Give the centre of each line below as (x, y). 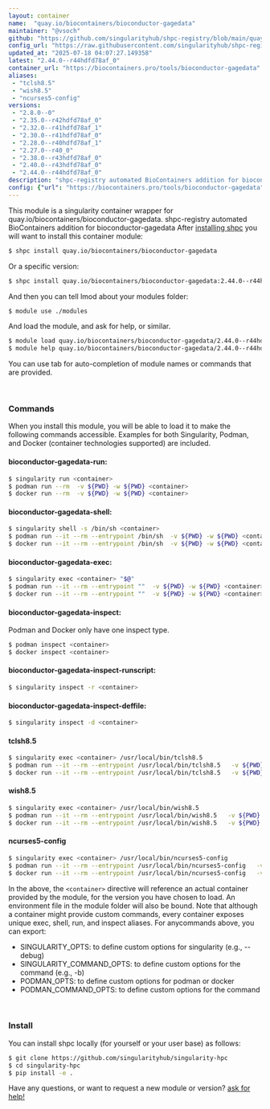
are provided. (31, 372)
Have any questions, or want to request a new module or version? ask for (129, 1088)
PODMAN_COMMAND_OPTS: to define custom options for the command (140, 989)
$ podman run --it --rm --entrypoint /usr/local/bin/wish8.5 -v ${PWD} (135, 815)
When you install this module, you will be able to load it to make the (120, 426)
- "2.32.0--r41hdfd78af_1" (57, 128)
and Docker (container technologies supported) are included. (110, 444)
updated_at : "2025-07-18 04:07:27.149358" (80, 53)
